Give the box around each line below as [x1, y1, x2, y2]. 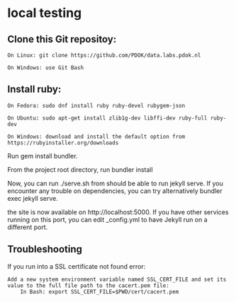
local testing [7, 5, 82, 21]
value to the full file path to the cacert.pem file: [7, 281, 170, 289]
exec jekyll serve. [7, 194, 58, 202]
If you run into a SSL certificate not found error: [7, 262, 146, 270]
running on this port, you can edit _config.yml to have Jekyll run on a [7, 215, 208, 223]
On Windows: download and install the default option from [7, 133, 186, 140]
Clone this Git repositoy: [7, 33, 117, 45]
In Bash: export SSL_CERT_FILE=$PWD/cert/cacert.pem [20, 288, 179, 295]
